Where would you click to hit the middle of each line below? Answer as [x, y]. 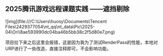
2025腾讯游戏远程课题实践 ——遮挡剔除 [67, 9]
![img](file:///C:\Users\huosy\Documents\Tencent [56, 21]
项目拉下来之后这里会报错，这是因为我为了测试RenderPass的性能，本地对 [82, 42]
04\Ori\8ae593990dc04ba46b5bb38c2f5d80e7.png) [60, 32]
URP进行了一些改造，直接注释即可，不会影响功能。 [58, 48]
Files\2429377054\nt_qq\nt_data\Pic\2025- [50, 26]
